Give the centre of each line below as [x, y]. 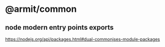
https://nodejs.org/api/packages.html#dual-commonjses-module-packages [82, 39]
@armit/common [41, 9]
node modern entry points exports [59, 27]
